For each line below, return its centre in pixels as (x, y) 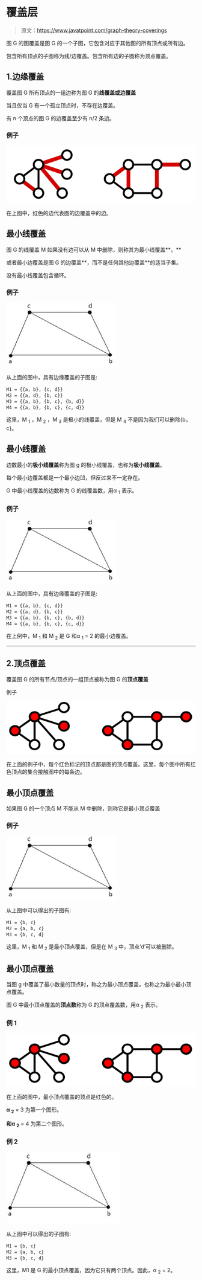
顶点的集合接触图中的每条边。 (48, 772)
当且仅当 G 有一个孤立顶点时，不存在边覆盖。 (63, 105)
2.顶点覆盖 (26, 664)
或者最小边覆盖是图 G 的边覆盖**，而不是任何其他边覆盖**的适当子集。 (94, 262)
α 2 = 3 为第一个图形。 (34, 1110)
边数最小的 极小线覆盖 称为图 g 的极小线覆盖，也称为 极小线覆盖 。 (86, 465)
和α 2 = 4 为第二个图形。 (37, 1124)
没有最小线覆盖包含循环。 (38, 275)
